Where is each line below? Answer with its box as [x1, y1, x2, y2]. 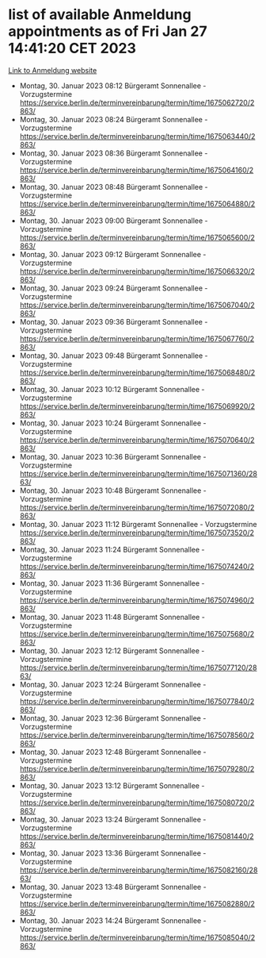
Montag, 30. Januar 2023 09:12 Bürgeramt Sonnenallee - [19, 249, 207, 259]
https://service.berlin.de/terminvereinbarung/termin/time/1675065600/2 [19, 233, 256, 242]
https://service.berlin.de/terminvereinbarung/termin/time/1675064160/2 [19, 165, 254, 175]
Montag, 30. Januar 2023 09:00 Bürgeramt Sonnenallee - [19, 216, 208, 225]
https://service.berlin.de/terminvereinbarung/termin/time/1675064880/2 [19, 198, 256, 208]
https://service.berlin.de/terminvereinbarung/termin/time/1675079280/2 [19, 764, 255, 773]
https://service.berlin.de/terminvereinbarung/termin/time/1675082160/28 [19, 865, 258, 875]
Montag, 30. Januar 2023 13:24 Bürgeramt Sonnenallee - [19, 814, 207, 824]
